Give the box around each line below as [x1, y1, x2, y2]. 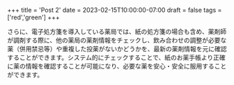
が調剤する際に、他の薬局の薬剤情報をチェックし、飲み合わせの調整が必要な [7, 36, 227, 44]
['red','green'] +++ [7, 13, 61, 21]
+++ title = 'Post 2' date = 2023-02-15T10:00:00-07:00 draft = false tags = [7, 6, 222, 14]
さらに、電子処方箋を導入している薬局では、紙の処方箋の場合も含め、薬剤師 [7, 28, 227, 35]
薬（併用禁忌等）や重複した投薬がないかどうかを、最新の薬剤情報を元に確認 [7, 45, 227, 53]
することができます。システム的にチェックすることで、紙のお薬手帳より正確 [7, 53, 226, 62]
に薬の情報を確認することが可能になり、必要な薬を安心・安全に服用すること [7, 62, 227, 70]
